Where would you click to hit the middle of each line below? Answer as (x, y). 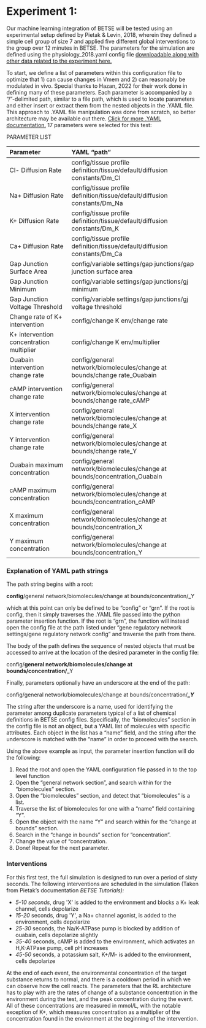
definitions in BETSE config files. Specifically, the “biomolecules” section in (101, 720)
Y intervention (30, 439)
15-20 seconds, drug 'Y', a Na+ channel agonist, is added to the (96, 915)
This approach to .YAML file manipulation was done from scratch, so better (101, 112)
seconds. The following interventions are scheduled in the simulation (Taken (103, 884)
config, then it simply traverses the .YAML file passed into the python (93, 615)
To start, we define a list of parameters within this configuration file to (94, 72)
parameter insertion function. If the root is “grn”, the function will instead (97, 621)
